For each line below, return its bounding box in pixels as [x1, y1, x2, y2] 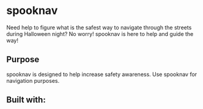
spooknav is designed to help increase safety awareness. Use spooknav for [6, 71, 197, 78]
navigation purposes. [6, 77, 60, 84]
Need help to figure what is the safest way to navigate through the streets [6, 24, 192, 31]
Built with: [6, 95, 46, 105]
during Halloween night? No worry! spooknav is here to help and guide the [6, 30, 194, 37]
